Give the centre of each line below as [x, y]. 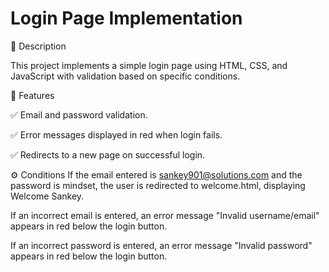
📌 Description [38, 46]
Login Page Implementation [126, 18]
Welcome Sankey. [47, 196]
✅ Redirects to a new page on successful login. [108, 154]
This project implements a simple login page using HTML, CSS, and [149, 65]
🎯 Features [32, 95]
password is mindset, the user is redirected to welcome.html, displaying [158, 185]
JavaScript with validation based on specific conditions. [125, 76]
